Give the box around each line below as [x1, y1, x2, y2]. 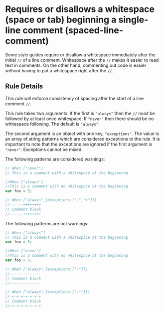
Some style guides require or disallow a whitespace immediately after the [5, 51, 156, 58]
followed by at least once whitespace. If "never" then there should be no [5, 116, 154, 122]
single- [118, 14, 149, 25]
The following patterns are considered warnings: [5, 156, 105, 162]
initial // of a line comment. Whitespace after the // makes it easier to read [5, 57, 159, 63]
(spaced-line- [64, 25, 124, 36]
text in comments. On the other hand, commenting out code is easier [5, 62, 147, 68]
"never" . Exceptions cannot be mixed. [5, 146, 83, 153]
